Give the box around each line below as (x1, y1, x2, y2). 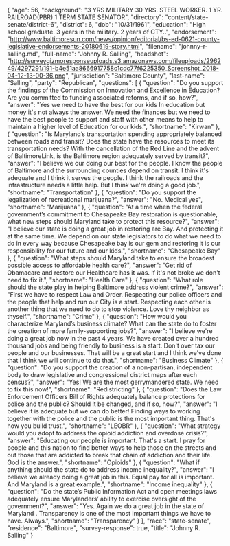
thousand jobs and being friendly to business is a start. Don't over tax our (7, 341, 215, 350)
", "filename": (139, 43, 177, 50)
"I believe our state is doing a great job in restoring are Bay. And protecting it (7, 225, 224, 233)
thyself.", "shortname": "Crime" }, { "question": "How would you (7, 312, 187, 320)
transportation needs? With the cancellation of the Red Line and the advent (7, 144, 220, 152)
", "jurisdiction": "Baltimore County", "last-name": (65, 71, 205, 80)
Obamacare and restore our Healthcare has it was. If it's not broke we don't (7, 269, 221, 277)
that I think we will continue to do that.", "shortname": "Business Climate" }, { (7, 356, 224, 364)
